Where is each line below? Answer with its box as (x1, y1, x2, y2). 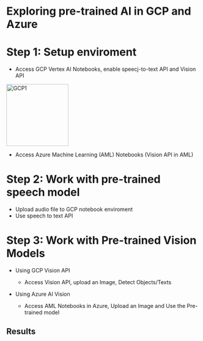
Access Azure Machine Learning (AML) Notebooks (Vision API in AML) (15, 151, 194, 158)
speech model (6, 185, 80, 199)
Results (6, 326, 36, 337)
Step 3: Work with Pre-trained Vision (6, 233, 197, 248)
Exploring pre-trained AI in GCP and (6, 4, 191, 18)
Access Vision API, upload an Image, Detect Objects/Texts (24, 279, 172, 285)
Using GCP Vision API (15, 267, 70, 274)
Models (6, 246, 45, 260)
